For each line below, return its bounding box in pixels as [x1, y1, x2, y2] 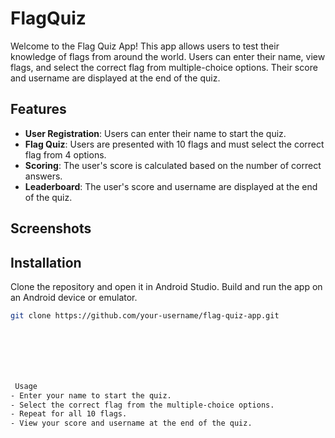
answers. [24, 170, 63, 182]
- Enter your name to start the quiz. [10, 390, 172, 401]
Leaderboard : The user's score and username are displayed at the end [24, 180, 318, 192]
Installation [10, 254, 82, 271]
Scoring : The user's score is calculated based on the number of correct [24, 159, 322, 171]
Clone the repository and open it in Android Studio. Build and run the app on [10, 280, 323, 292]
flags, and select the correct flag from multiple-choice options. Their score [10, 61, 318, 73]
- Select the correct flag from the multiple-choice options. [10, 400, 275, 410]
